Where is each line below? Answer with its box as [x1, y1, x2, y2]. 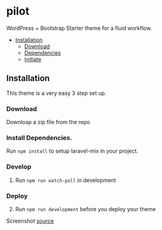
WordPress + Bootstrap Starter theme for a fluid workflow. [6, 24, 152, 32]
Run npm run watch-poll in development [15, 176, 116, 184]
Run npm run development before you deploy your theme [15, 205, 157, 212]
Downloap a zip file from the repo [6, 119, 90, 126]
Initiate [24, 55, 41, 63]
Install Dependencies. [6, 133, 72, 142]
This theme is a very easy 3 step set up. [6, 89, 107, 97]
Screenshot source [6, 217, 54, 225]
